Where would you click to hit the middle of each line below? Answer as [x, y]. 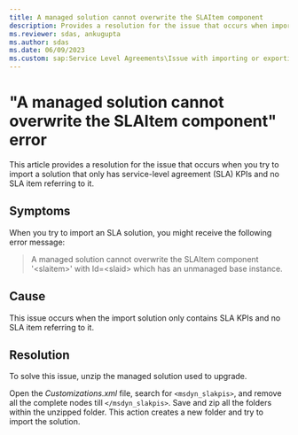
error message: [37, 242]
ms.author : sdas [39, 42]
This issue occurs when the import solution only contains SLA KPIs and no [145, 318]
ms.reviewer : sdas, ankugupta [65, 34]
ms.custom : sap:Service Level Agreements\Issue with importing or [134, 58]
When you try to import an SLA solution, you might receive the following [141, 232]
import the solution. [45, 422]
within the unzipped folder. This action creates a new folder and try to [137, 412]
